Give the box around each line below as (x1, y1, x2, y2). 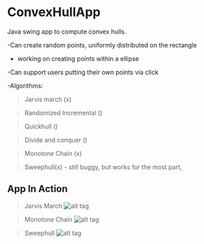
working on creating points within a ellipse (17, 54, 140, 63)
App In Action (7, 183, 68, 195)
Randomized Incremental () (24, 108, 103, 117)
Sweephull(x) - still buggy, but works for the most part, (24, 162, 182, 171)
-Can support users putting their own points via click (7, 68, 159, 76)
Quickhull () (24, 122, 58, 130)
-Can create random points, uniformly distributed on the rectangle (7, 41, 197, 49)
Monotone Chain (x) (24, 149, 82, 157)
